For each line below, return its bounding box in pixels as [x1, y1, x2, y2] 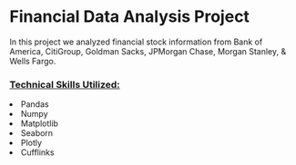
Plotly [21, 138, 43, 149]
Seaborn [21, 128, 53, 139]
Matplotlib [21, 118, 59, 129]
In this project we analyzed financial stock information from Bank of [9, 36, 263, 47]
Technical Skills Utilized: [9, 78, 120, 91]
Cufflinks [21, 147, 55, 158]
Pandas [21, 99, 49, 110]
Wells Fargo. [9, 55, 56, 66]
